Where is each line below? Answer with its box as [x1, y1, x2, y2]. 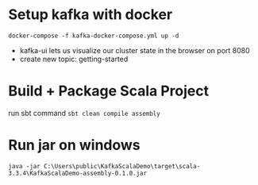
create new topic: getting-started [19, 54, 129, 64]
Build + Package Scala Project [8, 82, 209, 100]
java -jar [8, 162, 41, 170]
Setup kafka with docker [8, 6, 173, 24]
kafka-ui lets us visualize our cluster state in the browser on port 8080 [19, 45, 250, 55]
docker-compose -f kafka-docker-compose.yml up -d [8, 32, 179, 40]
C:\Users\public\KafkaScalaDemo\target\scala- [43, 162, 201, 170]
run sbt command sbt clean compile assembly [8, 108, 160, 118]
